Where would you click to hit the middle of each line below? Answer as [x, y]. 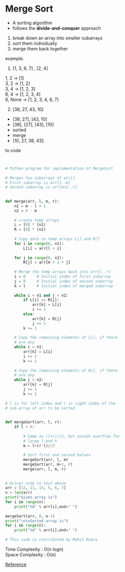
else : [29, 314]
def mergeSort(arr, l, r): [33, 422]
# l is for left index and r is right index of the [60, 403]
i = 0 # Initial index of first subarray [63, 277]
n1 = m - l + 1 [30, 206]
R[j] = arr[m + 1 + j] [47, 263]
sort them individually [35, 43]
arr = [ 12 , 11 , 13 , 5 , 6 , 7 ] [36, 488]
